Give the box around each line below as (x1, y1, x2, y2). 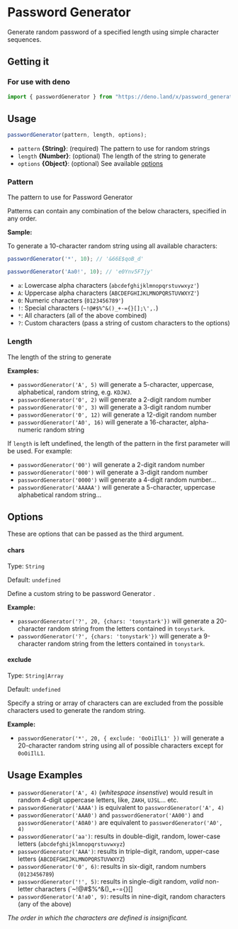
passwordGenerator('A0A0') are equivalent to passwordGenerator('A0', (17, 818, 223, 826)
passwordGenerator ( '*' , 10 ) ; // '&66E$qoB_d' (7, 256, 144, 263)
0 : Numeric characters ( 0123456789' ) (17, 296, 124, 305)
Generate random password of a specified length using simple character (7, 28, 220, 36)
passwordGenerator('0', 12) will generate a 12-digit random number (17, 410, 217, 419)
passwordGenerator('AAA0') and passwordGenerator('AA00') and (17, 811, 204, 819)
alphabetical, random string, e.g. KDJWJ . (17, 388, 132, 396)
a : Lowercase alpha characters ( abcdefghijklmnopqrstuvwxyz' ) (17, 281, 200, 290)
